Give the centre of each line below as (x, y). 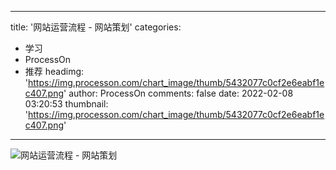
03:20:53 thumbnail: (66, 104)
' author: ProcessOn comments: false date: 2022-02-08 (178, 93)
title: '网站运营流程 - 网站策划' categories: (96, 27)
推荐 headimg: (54, 71)
